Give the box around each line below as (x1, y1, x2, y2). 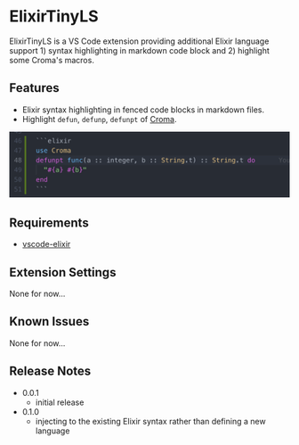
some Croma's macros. (9, 54, 95, 65)
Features (9, 80, 60, 95)
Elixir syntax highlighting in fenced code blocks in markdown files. (21, 104, 265, 115)
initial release (35, 397, 85, 408)
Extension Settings (9, 265, 117, 280)
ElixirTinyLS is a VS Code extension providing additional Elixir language (9, 36, 270, 46)
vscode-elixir (21, 239, 71, 250)
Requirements (9, 215, 89, 230)
